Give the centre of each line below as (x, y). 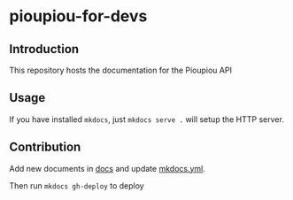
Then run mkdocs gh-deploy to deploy (77, 185)
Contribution (45, 147)
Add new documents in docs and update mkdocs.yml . (108, 168)
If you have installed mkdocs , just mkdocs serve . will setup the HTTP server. (147, 119)
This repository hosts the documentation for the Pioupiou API (121, 70)
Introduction (44, 49)
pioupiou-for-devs (78, 16)
